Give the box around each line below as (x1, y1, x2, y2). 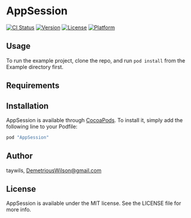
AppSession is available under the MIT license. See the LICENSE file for (6, 200, 181, 207)
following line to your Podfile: (6, 123, 78, 130)
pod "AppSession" (6, 134, 49, 141)
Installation (6, 101, 49, 111)
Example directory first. (6, 63, 64, 70)
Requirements (6, 80, 60, 91)
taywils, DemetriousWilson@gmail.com (6, 167, 102, 174)
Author (6, 151, 33, 161)
